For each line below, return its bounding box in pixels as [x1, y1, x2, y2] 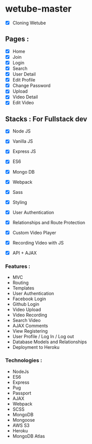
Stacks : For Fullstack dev [5, 114, 87, 123]
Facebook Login [12, 296, 46, 302]
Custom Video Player [12, 229, 56, 235]
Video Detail [12, 94, 38, 100]
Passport [12, 390, 32, 396]
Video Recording [12, 312, 48, 318]
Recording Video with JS [12, 239, 64, 246]
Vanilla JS [12, 138, 33, 144]
